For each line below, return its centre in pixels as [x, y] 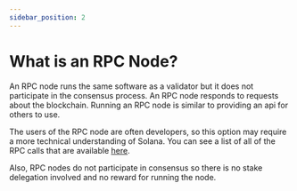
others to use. [35, 114]
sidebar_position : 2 [48, 17]
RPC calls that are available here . [70, 150]
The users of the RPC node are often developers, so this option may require [148, 131]
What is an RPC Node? [94, 61]
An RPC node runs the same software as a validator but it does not [132, 86]
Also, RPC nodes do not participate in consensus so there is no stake [136, 167]
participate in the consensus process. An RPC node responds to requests [144, 95]
